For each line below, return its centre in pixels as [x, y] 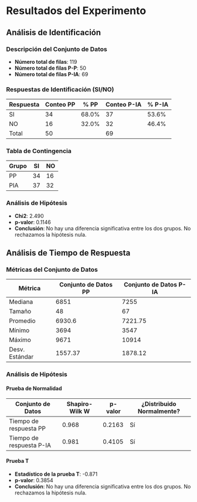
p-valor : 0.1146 [33, 222]
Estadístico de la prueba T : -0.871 [56, 474]
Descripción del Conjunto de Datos [57, 49]
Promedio [23, 321]
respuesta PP [27, 428]
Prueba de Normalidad [34, 388]
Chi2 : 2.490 [29, 216]
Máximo [20, 340]
